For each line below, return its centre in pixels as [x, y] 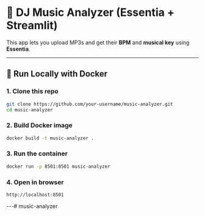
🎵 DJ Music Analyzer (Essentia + [91, 13]
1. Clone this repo [33, 91]
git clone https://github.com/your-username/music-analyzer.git [90, 104]
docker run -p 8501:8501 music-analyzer [59, 166]
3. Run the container [37, 154]
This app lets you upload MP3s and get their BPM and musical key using [98, 42]
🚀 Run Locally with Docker [57, 74]
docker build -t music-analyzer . [50, 138]
